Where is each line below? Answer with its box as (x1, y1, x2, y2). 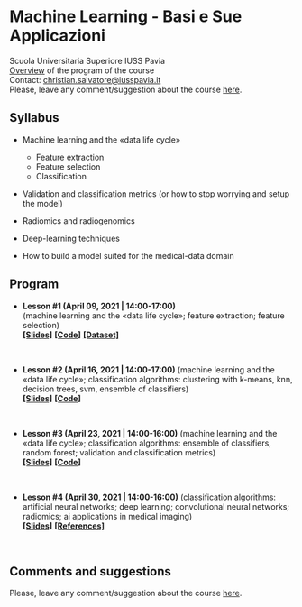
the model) (22, 198, 63, 208)
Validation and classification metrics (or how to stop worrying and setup (22, 188, 290, 199)
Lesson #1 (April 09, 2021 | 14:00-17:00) (22, 300, 176, 311)
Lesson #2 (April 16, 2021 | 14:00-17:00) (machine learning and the (22, 363, 275, 375)
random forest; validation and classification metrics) (22, 446, 216, 457)
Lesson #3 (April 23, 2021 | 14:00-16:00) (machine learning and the (22, 428, 278, 438)
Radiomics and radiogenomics (22, 215, 135, 226)
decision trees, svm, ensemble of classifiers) (22, 383, 189, 394)
